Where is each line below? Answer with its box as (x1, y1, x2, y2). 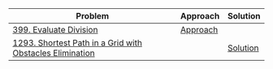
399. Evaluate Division (12, 24, 98, 35)
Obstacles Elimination (12, 48, 95, 58)
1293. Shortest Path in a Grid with (12, 37, 142, 48)
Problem (76, 11, 110, 21)
